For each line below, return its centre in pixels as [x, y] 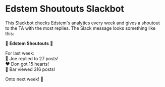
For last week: [20, 53]
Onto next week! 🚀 [24, 79]
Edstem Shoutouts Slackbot [65, 9]
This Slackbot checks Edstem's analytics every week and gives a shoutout [83, 23]
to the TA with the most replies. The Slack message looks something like [80, 28]
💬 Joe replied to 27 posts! [32, 58]
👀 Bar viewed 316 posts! [30, 69]
